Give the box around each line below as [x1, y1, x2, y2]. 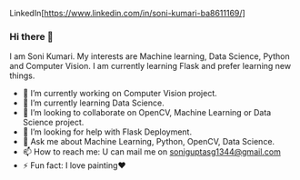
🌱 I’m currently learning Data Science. [22, 97, 165, 108]
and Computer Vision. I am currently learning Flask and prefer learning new [9, 61, 292, 72]
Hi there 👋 [9, 30, 55, 43]
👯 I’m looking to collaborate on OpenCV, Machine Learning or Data [22, 107, 272, 118]
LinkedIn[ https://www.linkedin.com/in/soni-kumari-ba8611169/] [9, 8, 245, 18]
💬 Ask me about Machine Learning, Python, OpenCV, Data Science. [22, 136, 275, 147]
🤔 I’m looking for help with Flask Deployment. [22, 126, 193, 137]
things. [9, 70, 35, 81]
